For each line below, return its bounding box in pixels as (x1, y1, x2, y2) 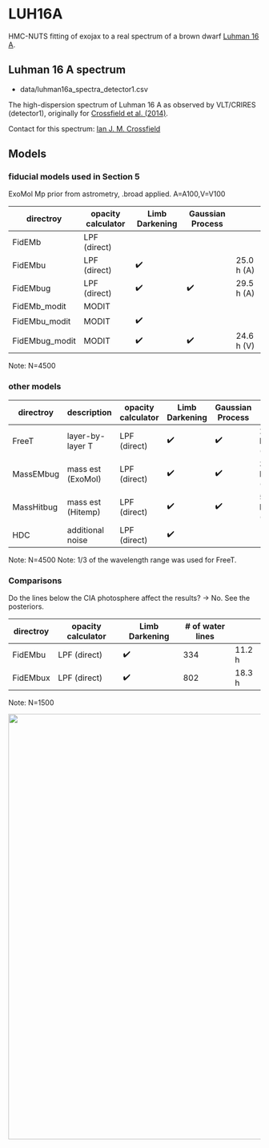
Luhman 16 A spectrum (8, 63, 126, 77)
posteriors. (8, 602, 44, 611)
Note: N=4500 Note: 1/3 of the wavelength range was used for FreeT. (8, 554, 237, 565)
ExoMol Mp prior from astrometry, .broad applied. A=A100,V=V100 (8, 189, 226, 199)
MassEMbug (12, 468, 60, 479)
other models (8, 381, 62, 393)
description (66, 406, 112, 417)
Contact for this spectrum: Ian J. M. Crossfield (8, 123, 161, 133)
